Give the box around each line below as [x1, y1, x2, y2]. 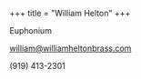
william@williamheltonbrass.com [9, 43, 132, 54]
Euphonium [9, 25, 53, 35]
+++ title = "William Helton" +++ [9, 8, 131, 18]
